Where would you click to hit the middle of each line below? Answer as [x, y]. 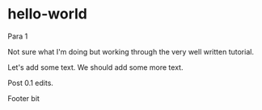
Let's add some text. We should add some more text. [95, 67]
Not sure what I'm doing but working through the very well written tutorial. [131, 51]
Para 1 [18, 36]
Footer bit [23, 98]
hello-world [48, 14]
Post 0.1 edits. [31, 83]
